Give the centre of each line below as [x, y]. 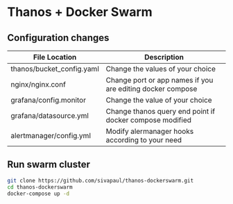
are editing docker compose [152, 89]
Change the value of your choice [159, 100]
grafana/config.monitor [49, 100]
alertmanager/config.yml [51, 136]
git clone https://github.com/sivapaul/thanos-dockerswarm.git [101, 180]
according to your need [144, 140]
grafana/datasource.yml [50, 116]
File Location [55, 57]
